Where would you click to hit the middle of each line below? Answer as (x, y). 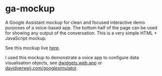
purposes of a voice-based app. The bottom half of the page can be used (81, 27)
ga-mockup (30, 9)
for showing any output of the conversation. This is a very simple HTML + (81, 33)
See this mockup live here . (33, 48)
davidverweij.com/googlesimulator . (41, 68)
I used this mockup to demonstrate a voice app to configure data (72, 57)
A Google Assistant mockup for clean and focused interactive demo (75, 22)
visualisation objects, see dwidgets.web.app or (54, 63)
